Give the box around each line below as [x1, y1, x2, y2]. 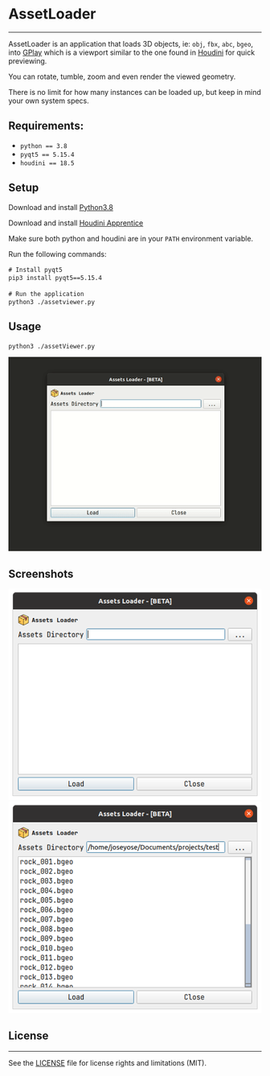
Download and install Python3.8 [8, 202, 114, 212]
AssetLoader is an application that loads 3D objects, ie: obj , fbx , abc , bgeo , [8, 39, 254, 48]
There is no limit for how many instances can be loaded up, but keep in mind [8, 87, 261, 97]
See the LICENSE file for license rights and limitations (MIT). [8, 1057, 207, 1067]
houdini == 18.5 [19, 159, 75, 167]
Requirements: [8, 119, 84, 133]
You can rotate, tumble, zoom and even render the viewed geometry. [8, 72, 236, 81]
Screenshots [8, 567, 74, 580]
